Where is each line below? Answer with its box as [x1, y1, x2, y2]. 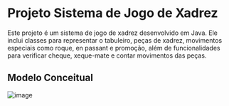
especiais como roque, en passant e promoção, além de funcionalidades [7, 43, 220, 52]
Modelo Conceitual [7, 72, 94, 84]
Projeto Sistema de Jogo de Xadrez [7, 5, 218, 21]
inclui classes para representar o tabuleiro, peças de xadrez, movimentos [7, 36, 223, 44]
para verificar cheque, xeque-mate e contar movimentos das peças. [7, 51, 207, 60]
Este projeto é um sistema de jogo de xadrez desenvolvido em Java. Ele [7, 28, 218, 37]
